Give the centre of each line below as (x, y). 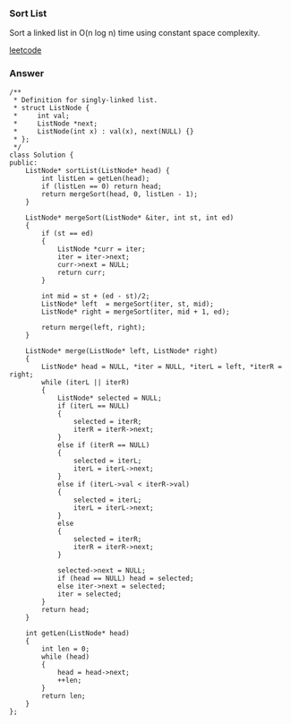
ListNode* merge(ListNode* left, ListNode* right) (122, 351)
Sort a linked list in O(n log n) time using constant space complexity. (135, 33)
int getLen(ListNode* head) (77, 633)
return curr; (81, 272)
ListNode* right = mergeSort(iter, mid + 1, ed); (136, 312)
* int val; (41, 116)
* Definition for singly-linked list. (86, 100)
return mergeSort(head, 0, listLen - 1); (120, 194)
